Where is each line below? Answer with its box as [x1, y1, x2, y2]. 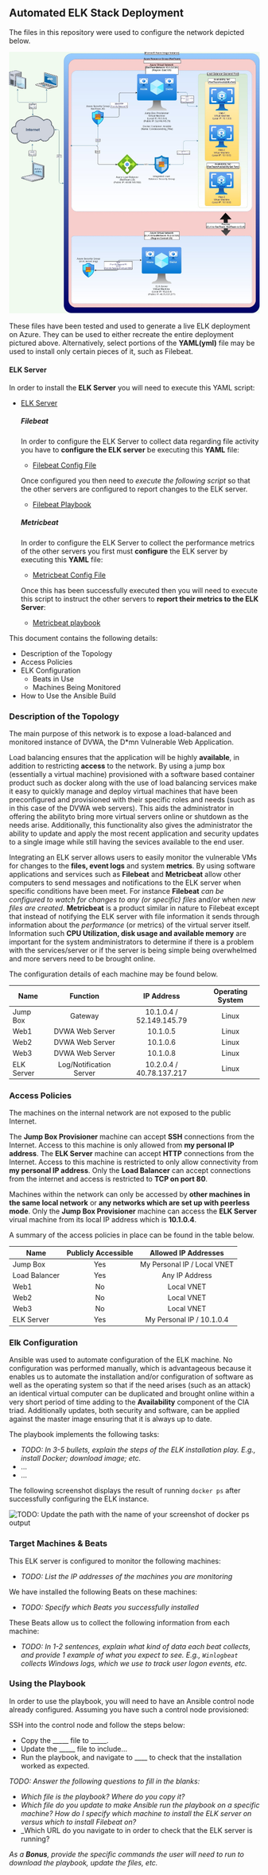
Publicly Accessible [66, 1248, 134, 1257]
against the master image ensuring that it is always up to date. [9, 1415, 213, 1424]
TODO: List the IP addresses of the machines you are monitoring [20, 1571, 233, 1581]
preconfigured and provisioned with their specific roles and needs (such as [9, 794, 255, 804]
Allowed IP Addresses [150, 1248, 225, 1257]
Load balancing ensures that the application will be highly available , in [9, 752, 239, 762]
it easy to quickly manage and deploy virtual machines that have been [9, 786, 238, 796]
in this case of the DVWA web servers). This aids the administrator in [9, 803, 235, 813]
